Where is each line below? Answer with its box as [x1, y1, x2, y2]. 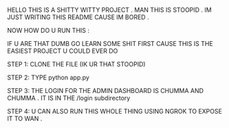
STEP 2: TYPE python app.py [7, 73, 89, 81]
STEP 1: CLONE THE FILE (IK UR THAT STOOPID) [7, 60, 146, 68]
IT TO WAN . [7, 114, 43, 123]
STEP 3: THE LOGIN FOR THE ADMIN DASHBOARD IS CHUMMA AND [7, 87, 204, 94]
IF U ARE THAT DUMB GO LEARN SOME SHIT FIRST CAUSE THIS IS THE [7, 40, 213, 47]
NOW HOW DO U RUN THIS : [7, 27, 89, 34]
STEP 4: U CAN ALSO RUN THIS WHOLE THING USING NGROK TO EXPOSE [7, 107, 222, 115]
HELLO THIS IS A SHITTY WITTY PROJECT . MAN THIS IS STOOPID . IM [7, 6, 212, 14]
